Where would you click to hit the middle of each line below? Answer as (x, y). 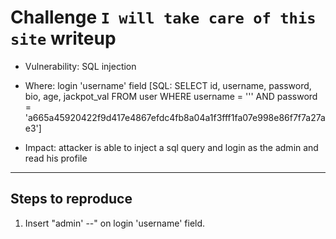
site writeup (63, 38)
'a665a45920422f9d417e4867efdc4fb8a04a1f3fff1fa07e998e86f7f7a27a (175, 117)
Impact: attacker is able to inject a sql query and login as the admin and (171, 147)
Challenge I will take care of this (163, 17)
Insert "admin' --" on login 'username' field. (115, 223)
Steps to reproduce (71, 199)
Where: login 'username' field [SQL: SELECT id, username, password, (168, 85)
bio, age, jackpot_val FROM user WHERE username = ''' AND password (171, 96)
